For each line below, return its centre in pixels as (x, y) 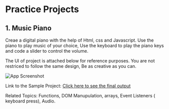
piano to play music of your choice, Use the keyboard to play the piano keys (84, 46)
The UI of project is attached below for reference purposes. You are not (80, 61)
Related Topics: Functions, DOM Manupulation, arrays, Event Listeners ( (80, 96)
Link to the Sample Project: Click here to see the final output (68, 86)
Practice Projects (42, 9)
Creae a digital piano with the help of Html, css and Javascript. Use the (79, 40)
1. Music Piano (28, 28)
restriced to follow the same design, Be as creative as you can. (71, 66)
